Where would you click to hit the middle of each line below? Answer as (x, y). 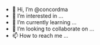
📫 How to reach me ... (40, 36)
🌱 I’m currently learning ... (44, 22)
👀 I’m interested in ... (38, 16)
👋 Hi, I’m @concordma (40, 9)
